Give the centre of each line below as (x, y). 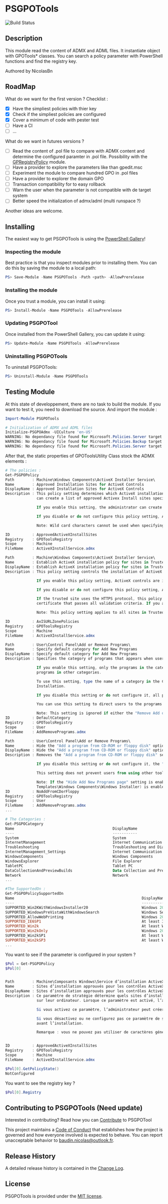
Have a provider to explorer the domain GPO (58, 179)
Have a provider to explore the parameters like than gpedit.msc (77, 167)
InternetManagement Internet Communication (84, 843)
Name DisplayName (71, 829)
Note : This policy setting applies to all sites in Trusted (100, 613)
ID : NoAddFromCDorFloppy (42, 791)
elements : (16, 461)
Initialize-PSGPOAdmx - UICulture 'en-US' (49, 432)
